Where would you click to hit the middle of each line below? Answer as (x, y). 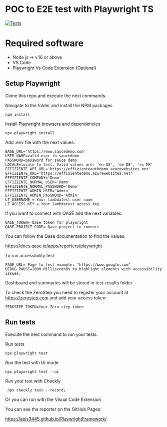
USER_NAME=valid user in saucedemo (42, 156)
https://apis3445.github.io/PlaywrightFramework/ (56, 418)
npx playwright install (30, 133)
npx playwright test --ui (32, 371)
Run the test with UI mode (32, 362)
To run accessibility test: (30, 255)
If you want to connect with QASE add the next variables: (64, 213)
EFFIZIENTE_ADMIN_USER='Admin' (38, 191)
